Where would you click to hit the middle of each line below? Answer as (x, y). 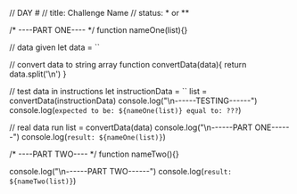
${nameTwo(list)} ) (43, 181)
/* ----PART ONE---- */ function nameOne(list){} (99, 30)
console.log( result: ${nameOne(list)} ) (94, 137)
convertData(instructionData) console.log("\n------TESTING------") (133, 101)
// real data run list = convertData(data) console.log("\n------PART (131, 127)
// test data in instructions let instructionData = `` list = (108, 91)
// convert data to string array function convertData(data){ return (128, 65)
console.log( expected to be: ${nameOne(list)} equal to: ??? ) (125, 110)
